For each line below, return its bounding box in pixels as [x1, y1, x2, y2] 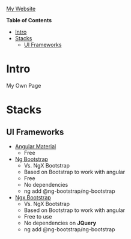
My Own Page [6, 82, 41, 89]
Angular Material [14, 142, 56, 150]
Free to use [23, 213, 52, 220]
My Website [6, 5, 36, 12]
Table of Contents [6, 17, 52, 23]
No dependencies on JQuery [23, 219, 97, 226]
